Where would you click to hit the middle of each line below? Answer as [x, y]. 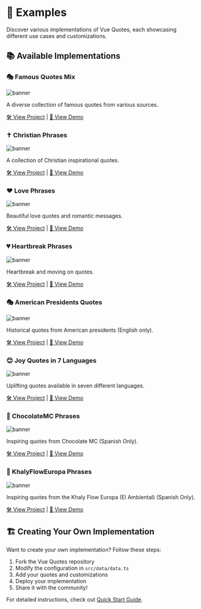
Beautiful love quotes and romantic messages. [65, 216]
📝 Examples [37, 13]
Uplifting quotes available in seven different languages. [75, 386]
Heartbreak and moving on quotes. [50, 272]
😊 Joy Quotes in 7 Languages [51, 360]
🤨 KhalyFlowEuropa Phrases [49, 472]
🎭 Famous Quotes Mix [41, 77]
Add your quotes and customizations [61, 574]
